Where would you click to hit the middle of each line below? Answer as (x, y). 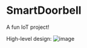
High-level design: (29, 38)
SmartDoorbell (44, 10)
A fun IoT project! (28, 27)
